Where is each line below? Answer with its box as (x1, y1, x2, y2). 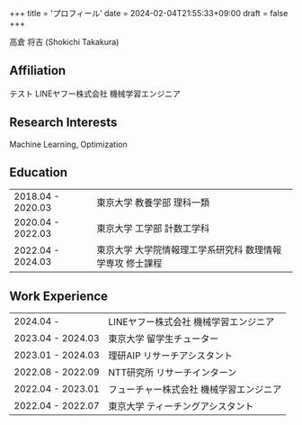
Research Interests (9, 115, 118, 131)
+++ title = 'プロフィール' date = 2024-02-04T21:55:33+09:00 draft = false (9, 8, 289, 18)
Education (9, 165, 68, 180)
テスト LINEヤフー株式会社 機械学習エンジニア (9, 88, 182, 99)
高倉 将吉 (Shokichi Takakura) (9, 37, 120, 47)
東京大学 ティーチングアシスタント (108, 400, 254, 412)
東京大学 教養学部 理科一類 (96, 196, 209, 209)
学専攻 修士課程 (96, 258, 163, 270)
